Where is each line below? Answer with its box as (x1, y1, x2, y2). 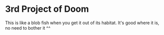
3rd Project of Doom (5, 3, 89, 15)
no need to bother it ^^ (5, 25, 51, 31)
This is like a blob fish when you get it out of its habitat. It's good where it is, (5, 20, 160, 26)
